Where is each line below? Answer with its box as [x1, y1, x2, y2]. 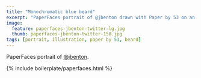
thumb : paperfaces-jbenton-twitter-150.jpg [11, 31, 122, 37]
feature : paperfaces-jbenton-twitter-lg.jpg [11, 25, 125, 32]
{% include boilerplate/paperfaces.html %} [6, 65, 113, 72]
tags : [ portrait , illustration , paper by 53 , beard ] [6, 37, 141, 43]
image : [6, 20, 23, 26]
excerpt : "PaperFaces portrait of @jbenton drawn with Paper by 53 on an [6, 14, 196, 20]
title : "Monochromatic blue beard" [6, 8, 96, 15]
